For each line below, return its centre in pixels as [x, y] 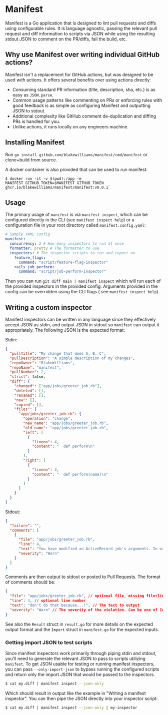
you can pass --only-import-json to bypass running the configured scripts [82, 669]
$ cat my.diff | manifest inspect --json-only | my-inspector [71, 708]
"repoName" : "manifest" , [35, 367]
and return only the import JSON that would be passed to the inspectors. [80, 674]
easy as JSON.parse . [33, 95]
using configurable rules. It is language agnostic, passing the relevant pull [81, 28]
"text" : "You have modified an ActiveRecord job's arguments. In [88, 549]
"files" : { [25, 409]
